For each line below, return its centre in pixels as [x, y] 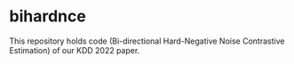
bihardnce [48, 16]
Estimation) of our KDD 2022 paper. [75, 50]
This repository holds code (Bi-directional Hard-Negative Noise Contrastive [147, 41]
